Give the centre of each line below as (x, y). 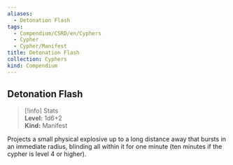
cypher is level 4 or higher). (47, 154)
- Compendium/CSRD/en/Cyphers (57, 33)
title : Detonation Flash (43, 53)
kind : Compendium (33, 66)
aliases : (20, 14)
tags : (15, 27)
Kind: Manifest (46, 126)
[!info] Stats (41, 111)
